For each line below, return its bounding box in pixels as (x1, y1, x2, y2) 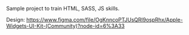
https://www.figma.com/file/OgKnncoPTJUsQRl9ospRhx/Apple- (26, 16, 183, 23)
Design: (6, 16, 25, 23)
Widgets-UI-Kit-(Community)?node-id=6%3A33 (6, 23, 125, 29)
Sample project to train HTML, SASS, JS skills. (6, 5, 120, 12)
